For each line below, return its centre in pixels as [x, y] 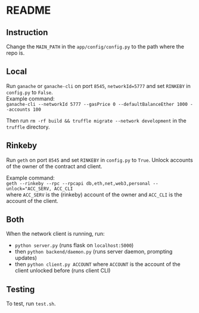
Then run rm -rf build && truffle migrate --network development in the [96, 120]
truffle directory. [28, 127]
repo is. [15, 53]
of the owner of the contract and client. [54, 166]
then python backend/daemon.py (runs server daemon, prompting [94, 252]
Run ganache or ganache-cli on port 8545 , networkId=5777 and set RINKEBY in [98, 86]
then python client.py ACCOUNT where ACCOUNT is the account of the [97, 264]
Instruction [27, 32]
